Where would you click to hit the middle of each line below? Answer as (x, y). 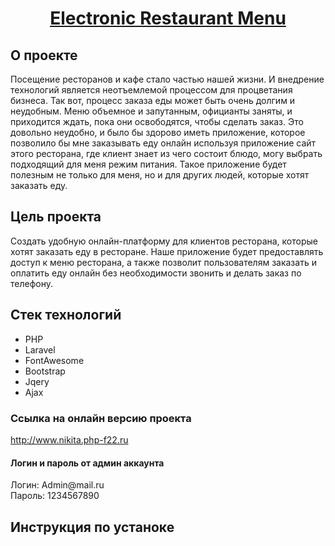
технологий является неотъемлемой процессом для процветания (151, 90)
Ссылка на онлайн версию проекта (101, 418)
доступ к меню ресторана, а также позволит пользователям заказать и (163, 262)
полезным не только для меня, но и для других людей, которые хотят (160, 175)
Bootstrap (45, 371)
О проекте (44, 55)
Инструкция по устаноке (92, 527)
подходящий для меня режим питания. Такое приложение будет (148, 164)
